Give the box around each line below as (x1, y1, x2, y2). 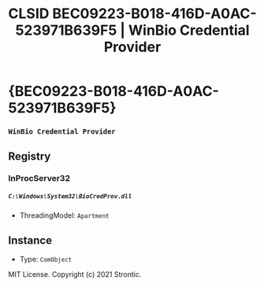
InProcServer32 (8, 173, 71, 184)
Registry (8, 149, 51, 163)
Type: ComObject (19, 255, 73, 264)
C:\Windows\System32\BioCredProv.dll (8, 193, 132, 201)
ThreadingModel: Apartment (19, 211, 110, 220)
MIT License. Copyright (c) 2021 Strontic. (8, 270, 142, 279)
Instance (8, 234, 53, 247)
